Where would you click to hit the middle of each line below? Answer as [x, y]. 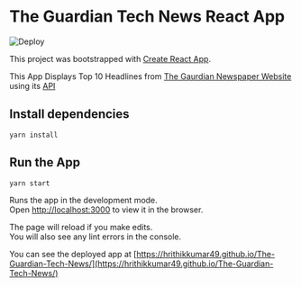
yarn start [30, 183]
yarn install [34, 135]
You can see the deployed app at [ [73, 254]
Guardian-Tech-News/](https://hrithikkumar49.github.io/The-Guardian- [141, 264]
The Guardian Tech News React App [147, 17]
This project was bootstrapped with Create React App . [110, 58]
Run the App [45, 162]
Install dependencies [69, 114]
